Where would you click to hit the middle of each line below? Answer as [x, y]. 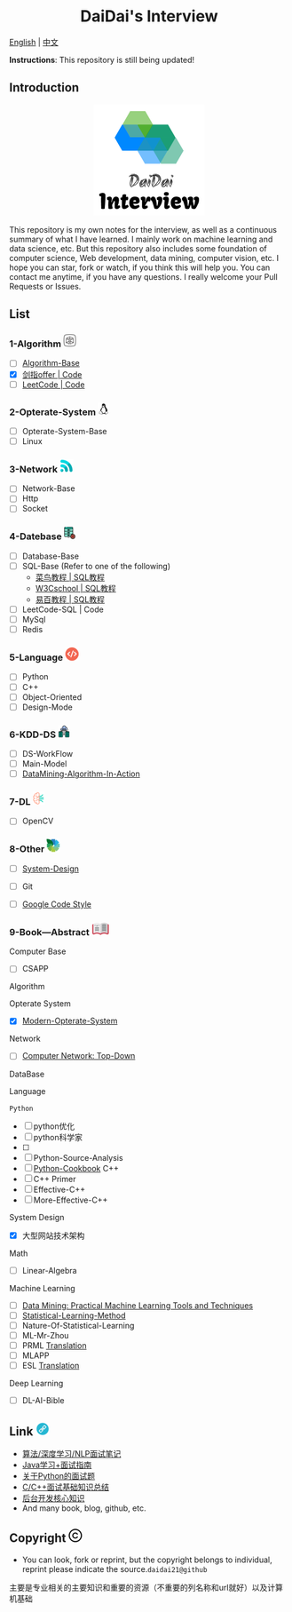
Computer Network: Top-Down [79, 1056]
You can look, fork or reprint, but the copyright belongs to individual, [147, 1560]
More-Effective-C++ [71, 1200]
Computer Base [38, 951]
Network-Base [48, 488]
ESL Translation [51, 1366]
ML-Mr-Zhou [45, 1335]
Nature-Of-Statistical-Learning [78, 1325]
